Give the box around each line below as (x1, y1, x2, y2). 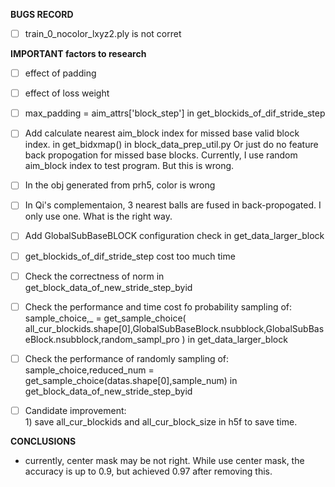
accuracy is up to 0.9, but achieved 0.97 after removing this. (24, 465, 273, 477)
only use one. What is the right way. (24, 210, 173, 223)
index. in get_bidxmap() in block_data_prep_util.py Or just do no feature (24, 139, 319, 151)
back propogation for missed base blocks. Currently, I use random (24, 149, 298, 161)
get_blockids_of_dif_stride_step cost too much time (24, 250, 236, 262)
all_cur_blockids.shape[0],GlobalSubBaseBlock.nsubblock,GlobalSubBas (24, 322, 325, 334)
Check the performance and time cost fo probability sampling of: (24, 300, 293, 313)
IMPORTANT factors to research (10, 48, 147, 60)
